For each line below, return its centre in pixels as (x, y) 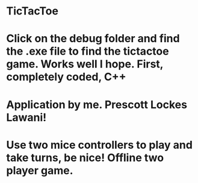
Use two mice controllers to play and (99, 145)
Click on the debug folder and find (93, 39)
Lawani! (26, 117)
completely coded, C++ (66, 77)
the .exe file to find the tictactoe (88, 51)
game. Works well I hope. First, (85, 64)
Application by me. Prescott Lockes (97, 104)
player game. (40, 170)
